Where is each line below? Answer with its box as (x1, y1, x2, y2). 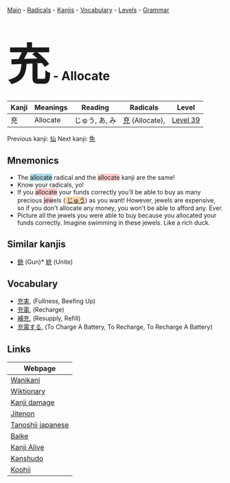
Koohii (10, 465, 31, 475)
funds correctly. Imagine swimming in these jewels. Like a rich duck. (16, 218, 211, 227)
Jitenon (10, 409, 35, 419)
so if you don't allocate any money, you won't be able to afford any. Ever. (16, 203, 223, 212)
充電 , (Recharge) (16, 306, 65, 314)
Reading (81, 103, 110, 112)
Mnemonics (7, 155, 60, 167)
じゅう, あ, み (74, 115, 117, 125)
